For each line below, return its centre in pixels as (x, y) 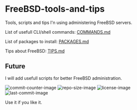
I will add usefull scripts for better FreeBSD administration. (64, 78)
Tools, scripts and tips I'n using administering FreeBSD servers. (69, 22)
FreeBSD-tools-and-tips (55, 9)
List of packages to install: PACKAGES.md (47, 41)
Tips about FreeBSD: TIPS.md (35, 51)
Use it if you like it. (24, 102)
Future (15, 66)
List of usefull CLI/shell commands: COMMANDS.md (58, 32)
